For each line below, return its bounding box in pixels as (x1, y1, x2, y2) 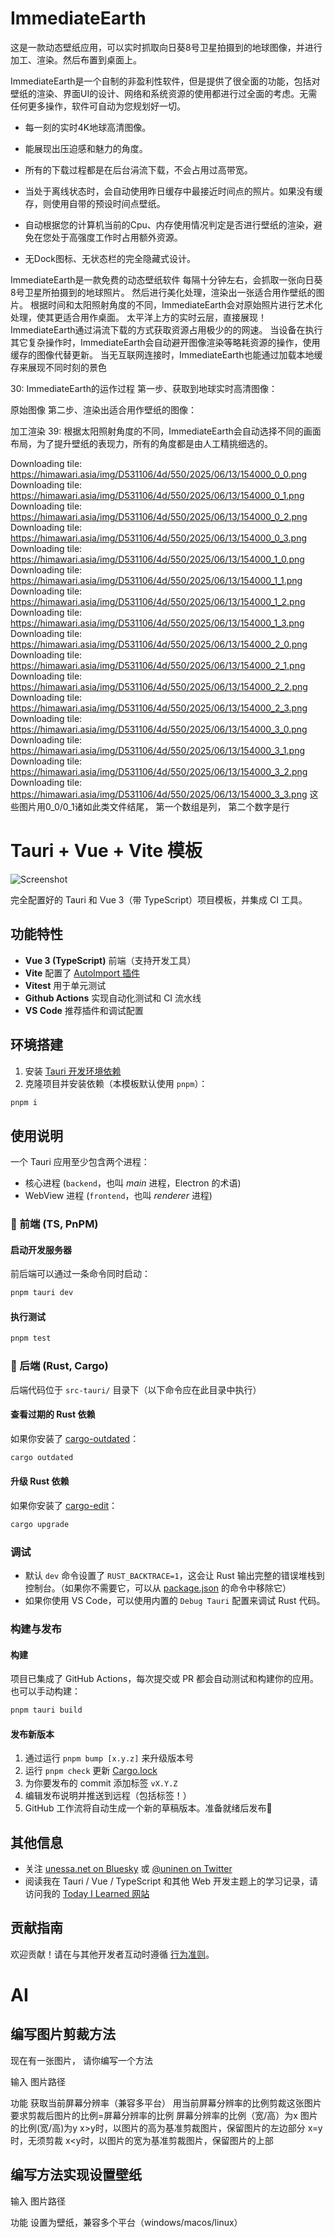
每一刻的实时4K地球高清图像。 (24, 121, 152, 133)
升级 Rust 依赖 (10, 1475, 70, 1487)
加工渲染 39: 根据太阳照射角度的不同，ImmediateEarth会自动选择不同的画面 (10, 425, 322, 437)
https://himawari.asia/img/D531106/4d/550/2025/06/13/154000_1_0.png (10, 553, 305, 565)
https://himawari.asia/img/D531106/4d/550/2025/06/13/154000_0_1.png (10, 489, 305, 501)
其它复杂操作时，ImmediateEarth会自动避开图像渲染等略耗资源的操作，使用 (10, 336, 321, 348)
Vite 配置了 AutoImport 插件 (24, 967, 141, 979)
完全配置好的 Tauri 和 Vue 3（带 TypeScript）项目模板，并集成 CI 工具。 (10, 893, 308, 906)
